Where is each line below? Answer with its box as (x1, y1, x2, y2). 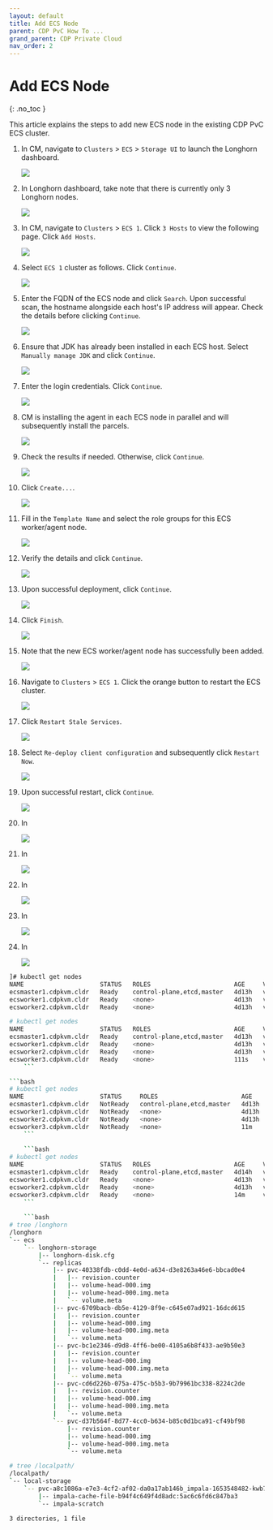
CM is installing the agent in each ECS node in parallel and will (20, 412, 229, 422)
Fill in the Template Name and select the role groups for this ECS (20, 514, 232, 524)
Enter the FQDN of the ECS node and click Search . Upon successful (20, 294, 246, 304)
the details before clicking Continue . (20, 311, 141, 321)
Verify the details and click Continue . (20, 554, 143, 563)
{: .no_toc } (9, 104, 46, 114)
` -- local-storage (9, 1477, 71, 1485)
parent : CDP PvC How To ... (9, 27, 105, 35)
